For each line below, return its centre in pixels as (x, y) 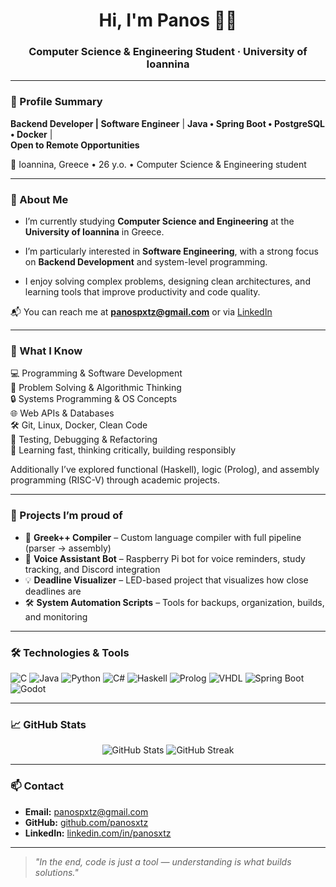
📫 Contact (37, 786)
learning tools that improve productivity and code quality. (142, 292)
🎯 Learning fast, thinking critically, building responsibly (123, 450)
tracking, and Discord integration (92, 569)
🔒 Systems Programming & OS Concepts (94, 399)
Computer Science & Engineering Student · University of (168, 52)
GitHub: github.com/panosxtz (86, 822)
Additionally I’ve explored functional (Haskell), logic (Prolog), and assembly (165, 470)
